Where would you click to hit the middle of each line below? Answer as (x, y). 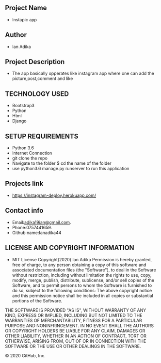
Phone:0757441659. (32, 227)
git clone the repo (30, 158)
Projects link (24, 184)
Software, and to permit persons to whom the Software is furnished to (82, 285)
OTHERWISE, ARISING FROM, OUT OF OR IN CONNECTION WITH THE (76, 341)
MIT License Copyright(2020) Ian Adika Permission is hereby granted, (82, 259)
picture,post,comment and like (42, 79)
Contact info (24, 211)
